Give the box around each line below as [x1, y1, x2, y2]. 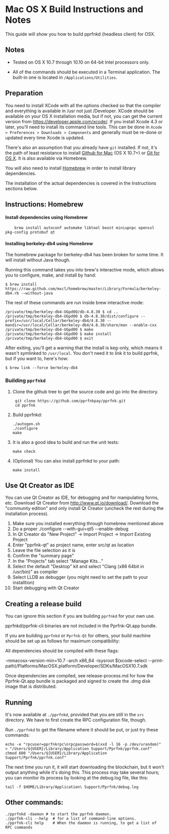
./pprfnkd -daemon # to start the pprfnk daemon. [5, 811, 112, 817]
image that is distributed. [5, 683, 57, 689]
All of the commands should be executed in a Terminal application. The [12, 69, 160, 75]
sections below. [5, 186, 38, 192]
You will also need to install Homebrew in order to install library [5, 165, 136, 171]
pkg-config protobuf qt [5, 230, 55, 235]
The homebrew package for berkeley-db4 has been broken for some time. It [5, 252, 164, 258]
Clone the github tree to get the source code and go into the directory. [12, 388, 159, 395]
